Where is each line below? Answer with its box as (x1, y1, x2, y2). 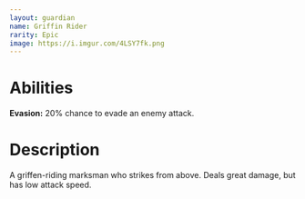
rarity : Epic (9, 30, 59, 39)
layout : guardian (9, 13, 76, 23)
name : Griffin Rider (9, 22, 88, 31)
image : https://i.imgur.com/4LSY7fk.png (9, 38, 166, 48)
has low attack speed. (9, 179, 92, 191)
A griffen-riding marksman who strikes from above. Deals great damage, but (9, 170, 296, 181)
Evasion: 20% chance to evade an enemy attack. (9, 108, 195, 119)
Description (9, 140, 100, 160)
